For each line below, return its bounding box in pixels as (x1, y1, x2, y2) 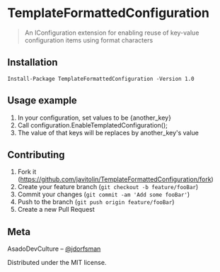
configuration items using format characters (24, 35, 154, 44)
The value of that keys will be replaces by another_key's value (17, 128, 199, 137)
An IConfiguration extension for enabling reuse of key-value (24, 28, 199, 37)
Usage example (7, 94, 78, 107)
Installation (7, 57, 58, 69)
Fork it (17, 168, 37, 176)
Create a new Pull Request (17, 205, 95, 214)
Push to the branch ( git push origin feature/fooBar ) (17, 198, 175, 206)
